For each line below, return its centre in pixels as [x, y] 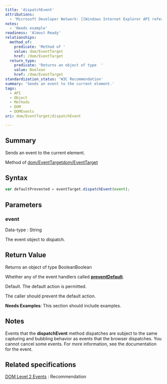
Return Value [26, 255]
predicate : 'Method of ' [40, 47]
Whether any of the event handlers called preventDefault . [65, 277]
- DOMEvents [22, 112]
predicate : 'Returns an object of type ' [59, 65]
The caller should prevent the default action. [50, 296]
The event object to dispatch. [35, 239]
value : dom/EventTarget [39, 51]
